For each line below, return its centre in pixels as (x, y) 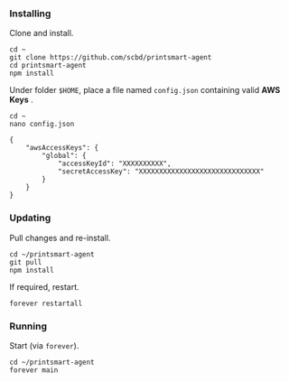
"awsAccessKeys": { (62, 148)
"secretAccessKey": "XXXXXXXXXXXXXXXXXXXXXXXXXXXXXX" (161, 172)
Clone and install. (42, 33)
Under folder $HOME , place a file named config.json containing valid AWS (145, 90)
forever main (34, 370)
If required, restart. (44, 286)
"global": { (65, 156)
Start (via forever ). (44, 345)
